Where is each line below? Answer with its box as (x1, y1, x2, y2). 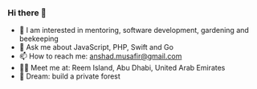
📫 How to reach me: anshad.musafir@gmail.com (18, 51, 182, 61)
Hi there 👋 (7, 7, 47, 18)
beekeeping (18, 34, 59, 43)
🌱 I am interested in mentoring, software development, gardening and (18, 26, 250, 35)
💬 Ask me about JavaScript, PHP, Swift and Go (18, 42, 174, 52)
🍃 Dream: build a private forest (18, 71, 121, 81)
